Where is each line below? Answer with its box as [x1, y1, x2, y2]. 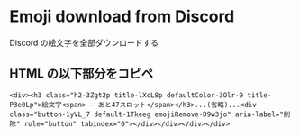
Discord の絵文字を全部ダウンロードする [9, 37, 159, 48]
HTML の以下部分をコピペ [9, 66, 154, 82]
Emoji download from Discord [9, 6, 235, 27]
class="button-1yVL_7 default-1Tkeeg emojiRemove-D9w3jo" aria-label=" [9, 110, 284, 119]
